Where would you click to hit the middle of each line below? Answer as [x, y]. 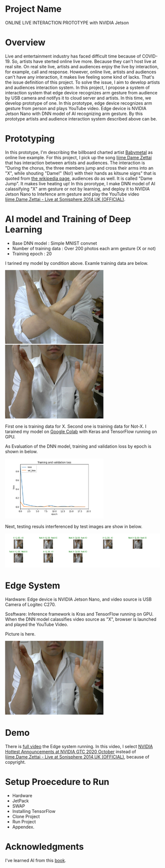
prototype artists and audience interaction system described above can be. [81, 118]
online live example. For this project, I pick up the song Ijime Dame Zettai [79, 157]
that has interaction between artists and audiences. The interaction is [75, 163]
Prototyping [30, 139]
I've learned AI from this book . [36, 860]
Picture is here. [20, 634]
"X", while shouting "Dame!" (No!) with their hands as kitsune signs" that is [81, 173]
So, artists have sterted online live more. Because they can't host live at [84, 61]
